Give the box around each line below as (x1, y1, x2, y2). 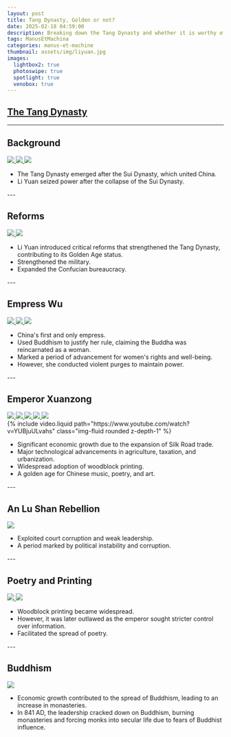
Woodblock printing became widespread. (16, 607, 135, 615)
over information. (16, 621, 66, 630)
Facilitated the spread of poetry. (16, 629, 109, 637)
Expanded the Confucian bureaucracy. (16, 264, 127, 273)
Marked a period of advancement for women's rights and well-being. (16, 353, 213, 361)
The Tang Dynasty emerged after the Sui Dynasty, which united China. (16, 169, 217, 178)
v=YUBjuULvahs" (7, 427, 56, 435)
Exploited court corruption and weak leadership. (16, 534, 154, 543)
